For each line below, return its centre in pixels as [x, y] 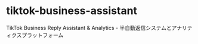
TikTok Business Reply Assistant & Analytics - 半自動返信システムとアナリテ [99, 28]
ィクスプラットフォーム [35, 35]
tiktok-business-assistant [72, 11]
